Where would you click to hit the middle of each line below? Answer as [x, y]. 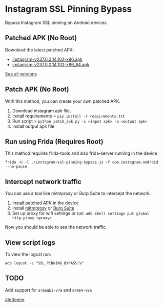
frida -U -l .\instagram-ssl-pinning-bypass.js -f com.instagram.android [82, 163]
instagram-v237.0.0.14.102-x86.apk [47, 59]
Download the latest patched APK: [40, 49]
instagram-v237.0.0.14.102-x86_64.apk [51, 64]
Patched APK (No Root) [41, 38]
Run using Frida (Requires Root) [54, 141]
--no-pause [16, 167]
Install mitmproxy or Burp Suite [43, 208]
